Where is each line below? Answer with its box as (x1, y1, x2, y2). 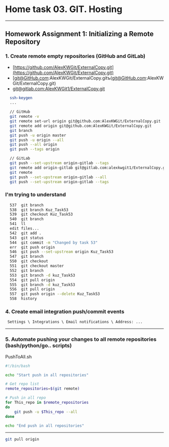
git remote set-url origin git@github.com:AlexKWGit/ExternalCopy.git (10, 119, 161, 124)
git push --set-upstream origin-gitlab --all (10, 175, 107, 180)
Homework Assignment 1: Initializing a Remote (5, 30, 154, 38)
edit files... (10, 226, 39, 231)
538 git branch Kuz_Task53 (10, 207, 69, 212)
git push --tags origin (10, 147, 59, 152)
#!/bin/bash (5, 363, 30, 368)
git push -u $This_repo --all (14, 409, 78, 414)
